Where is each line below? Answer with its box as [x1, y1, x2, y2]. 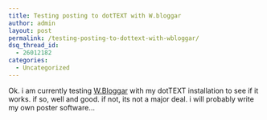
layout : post [8, 26, 52, 34]
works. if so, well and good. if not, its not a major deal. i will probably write [8, 94, 255, 104]
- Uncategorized [15, 64, 70, 72]
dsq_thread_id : [8, 42, 60, 50]
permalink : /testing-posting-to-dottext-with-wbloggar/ [8, 34, 199, 42]
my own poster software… [8, 102, 95, 112]
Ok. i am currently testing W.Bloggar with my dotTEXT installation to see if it [8, 86, 259, 95]
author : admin [8, 19, 56, 27]
